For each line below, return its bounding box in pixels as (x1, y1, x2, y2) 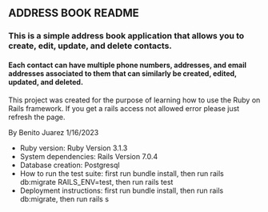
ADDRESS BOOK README (8, 6, 140, 20)
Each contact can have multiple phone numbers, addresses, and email (8, 60, 246, 70)
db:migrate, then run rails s (19, 194, 110, 203)
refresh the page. (8, 112, 66, 122)
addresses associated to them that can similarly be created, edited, (8, 68, 238, 78)
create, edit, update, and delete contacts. (8, 40, 172, 51)
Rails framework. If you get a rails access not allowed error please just (8, 103, 240, 113)
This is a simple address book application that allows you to (8, 30, 245, 42)
